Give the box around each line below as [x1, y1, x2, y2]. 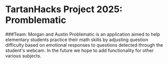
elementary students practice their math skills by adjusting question [5, 37, 149, 43]
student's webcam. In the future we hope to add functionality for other [5, 47, 154, 53]
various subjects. [5, 52, 42, 59]
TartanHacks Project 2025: [5, 4, 123, 15]
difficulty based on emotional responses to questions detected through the [5, 42, 163, 48]
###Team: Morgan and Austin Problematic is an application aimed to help [5, 31, 160, 37]
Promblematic [5, 14, 67, 26]
